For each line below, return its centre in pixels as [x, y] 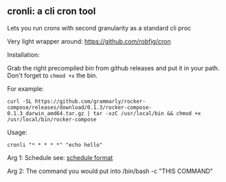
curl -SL [20, 101]
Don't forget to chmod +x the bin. [53, 75]
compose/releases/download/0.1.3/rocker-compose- [80, 107]
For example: [26, 88]
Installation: [23, 54]
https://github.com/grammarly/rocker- [90, 101]
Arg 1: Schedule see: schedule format [60, 157]
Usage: [17, 132]
